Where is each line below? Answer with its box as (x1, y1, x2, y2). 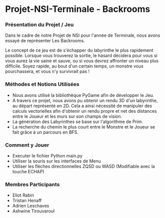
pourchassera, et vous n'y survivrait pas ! (5, 69, 90, 74)
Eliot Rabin (12, 192, 34, 198)
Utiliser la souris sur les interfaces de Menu (12, 158, 101, 164)
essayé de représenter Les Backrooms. (5, 38, 85, 44)
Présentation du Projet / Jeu (5, 21, 74, 28)
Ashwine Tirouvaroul (12, 208, 55, 214)
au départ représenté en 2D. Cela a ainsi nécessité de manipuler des (12, 103, 153, 109)
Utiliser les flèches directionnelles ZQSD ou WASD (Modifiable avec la (12, 163, 155, 169)
